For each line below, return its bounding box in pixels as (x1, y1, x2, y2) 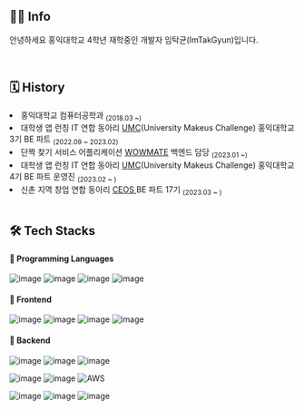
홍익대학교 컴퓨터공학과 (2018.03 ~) (21, 110, 142, 122)
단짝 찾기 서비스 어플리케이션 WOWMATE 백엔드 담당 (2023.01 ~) (21, 147, 248, 160)
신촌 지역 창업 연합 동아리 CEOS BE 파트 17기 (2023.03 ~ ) (21, 183, 222, 197)
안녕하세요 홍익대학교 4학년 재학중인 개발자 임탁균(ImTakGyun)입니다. (9, 34, 259, 45)
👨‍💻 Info (9, 9, 52, 24)
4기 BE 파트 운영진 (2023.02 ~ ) (9, 171, 117, 184)
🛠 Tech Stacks (9, 223, 95, 239)
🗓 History (9, 80, 65, 95)
